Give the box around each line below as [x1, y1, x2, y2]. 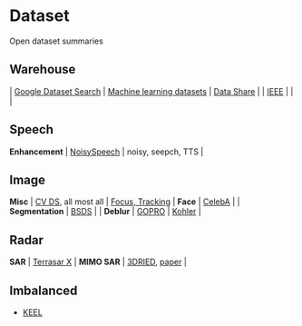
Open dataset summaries [9, 35, 104, 46]
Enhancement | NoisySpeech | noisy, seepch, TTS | [9, 146, 204, 157]
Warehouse [9, 62, 76, 77]
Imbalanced [9, 282, 78, 298]
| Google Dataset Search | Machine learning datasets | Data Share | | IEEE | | [9, 85, 294, 96]
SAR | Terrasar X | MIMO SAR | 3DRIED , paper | [9, 256, 188, 268]
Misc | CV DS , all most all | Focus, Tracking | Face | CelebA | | [9, 196, 240, 207]
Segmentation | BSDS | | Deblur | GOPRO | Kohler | [9, 206, 201, 217]
